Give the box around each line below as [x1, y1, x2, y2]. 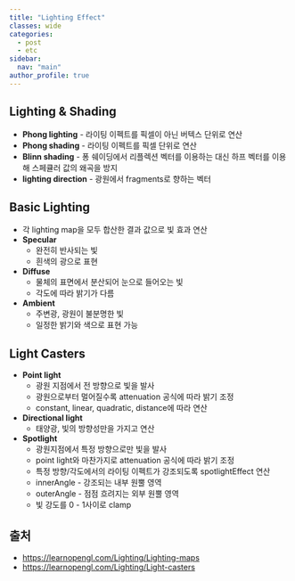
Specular [21, 234, 57, 245]
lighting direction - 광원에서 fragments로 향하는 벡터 [21, 173, 211, 184]
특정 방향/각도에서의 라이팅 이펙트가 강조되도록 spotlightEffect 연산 [35, 466, 271, 477]
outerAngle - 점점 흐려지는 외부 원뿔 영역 [35, 488, 180, 499]
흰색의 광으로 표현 [35, 256, 98, 267]
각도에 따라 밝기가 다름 [35, 288, 115, 299]
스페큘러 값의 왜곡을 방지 [31, 162, 119, 173]
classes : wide [9, 21, 62, 30]
